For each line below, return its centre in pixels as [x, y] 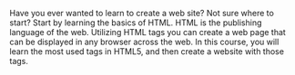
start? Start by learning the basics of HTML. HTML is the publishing [136, 23]
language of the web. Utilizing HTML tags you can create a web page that [148, 32]
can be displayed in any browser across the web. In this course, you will [144, 42]
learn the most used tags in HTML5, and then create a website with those [147, 52]
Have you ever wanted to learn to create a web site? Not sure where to [142, 13]
